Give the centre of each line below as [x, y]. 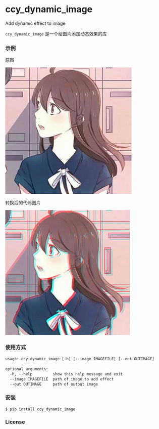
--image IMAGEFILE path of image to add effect [62, 379]
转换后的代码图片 [23, 203]
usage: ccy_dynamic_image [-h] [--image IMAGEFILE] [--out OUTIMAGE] [80, 359]
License [15, 422]
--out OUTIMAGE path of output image [54, 384]
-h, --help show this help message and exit [66, 374]
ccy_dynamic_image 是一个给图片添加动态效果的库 [56, 33]
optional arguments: [27, 369]
